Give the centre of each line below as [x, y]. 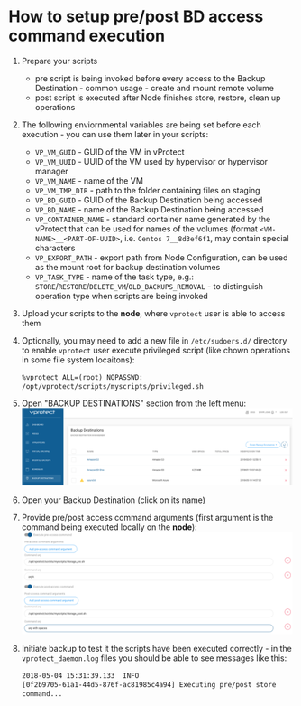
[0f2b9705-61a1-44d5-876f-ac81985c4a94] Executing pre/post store [149, 685]
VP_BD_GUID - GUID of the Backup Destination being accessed [149, 200]
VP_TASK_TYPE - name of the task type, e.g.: [114, 277]
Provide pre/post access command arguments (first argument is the [147, 518]
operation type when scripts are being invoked [121, 296]
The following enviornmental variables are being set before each [141, 125]
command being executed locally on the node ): [109, 527]
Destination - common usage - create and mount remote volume [155, 88]
